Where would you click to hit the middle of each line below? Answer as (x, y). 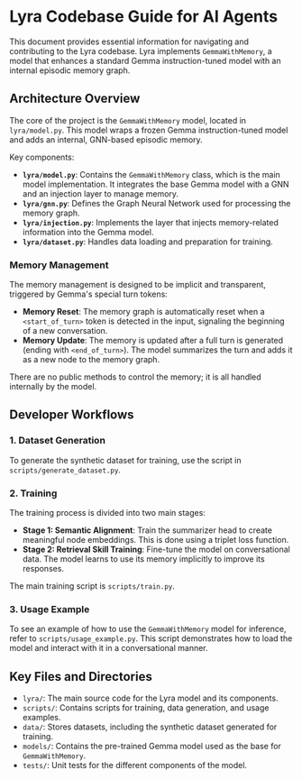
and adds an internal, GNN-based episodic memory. (106, 139)
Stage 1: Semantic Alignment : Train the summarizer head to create (147, 530)
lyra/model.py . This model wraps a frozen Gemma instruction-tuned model (149, 130)
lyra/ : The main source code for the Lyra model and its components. (150, 698)
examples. (41, 718)
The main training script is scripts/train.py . (92, 586)
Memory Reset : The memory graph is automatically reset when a (143, 312)
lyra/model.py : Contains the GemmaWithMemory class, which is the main (151, 174)
